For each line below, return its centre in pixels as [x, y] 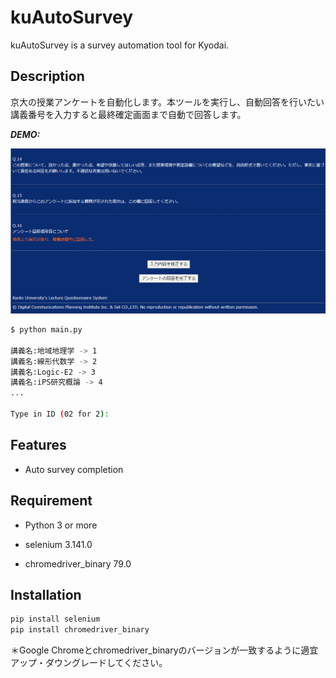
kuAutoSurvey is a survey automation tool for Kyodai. [120, 45]
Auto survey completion [74, 469]
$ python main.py [46, 330]
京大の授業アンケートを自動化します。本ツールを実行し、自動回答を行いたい [167, 102]
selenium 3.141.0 [58, 544]
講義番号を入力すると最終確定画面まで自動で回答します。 [128, 114]
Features [38, 445]
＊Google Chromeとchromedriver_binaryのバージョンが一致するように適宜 [164, 650]
